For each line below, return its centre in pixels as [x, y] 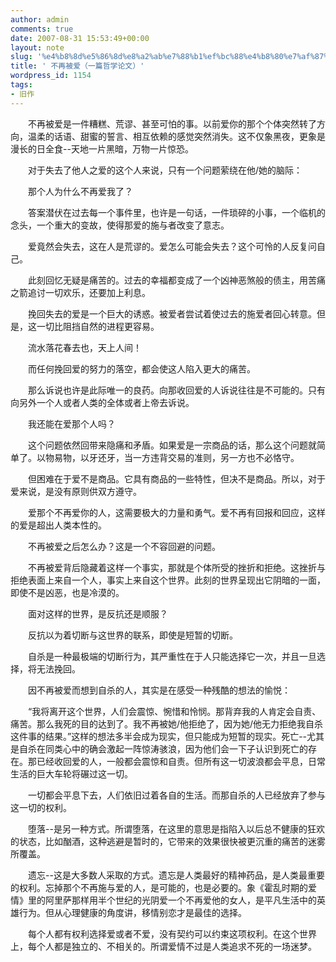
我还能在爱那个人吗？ [71, 423]
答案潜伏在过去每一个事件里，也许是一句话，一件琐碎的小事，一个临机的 [176, 212]
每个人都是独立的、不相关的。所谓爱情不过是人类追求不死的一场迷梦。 [172, 946]
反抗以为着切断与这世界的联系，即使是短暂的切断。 [132, 635]
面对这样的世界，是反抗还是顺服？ [97, 613]
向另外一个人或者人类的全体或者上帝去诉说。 [102, 402]
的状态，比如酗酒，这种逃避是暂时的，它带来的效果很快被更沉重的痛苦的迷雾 [168, 841]
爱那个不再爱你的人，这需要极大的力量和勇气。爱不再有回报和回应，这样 [176, 512]
